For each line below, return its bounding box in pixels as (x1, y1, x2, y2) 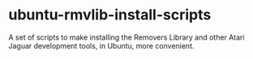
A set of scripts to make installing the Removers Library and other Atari (8, 32, 245, 42)
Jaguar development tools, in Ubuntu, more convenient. (8, 40, 195, 50)
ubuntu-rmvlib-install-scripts (8, 6, 212, 24)
